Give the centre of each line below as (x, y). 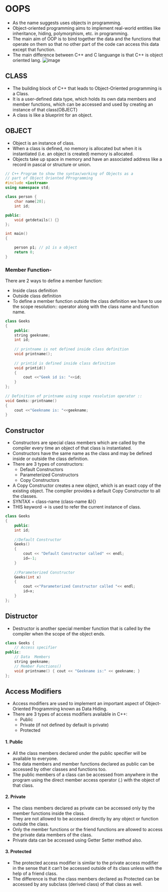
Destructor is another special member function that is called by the (81, 628)
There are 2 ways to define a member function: (54, 281)
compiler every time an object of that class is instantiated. (72, 448)
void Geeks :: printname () (31, 401)
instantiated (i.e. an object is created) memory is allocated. (73, 154)
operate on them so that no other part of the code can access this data (86, 44)
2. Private (16, 797)
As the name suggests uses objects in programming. (67, 23)
